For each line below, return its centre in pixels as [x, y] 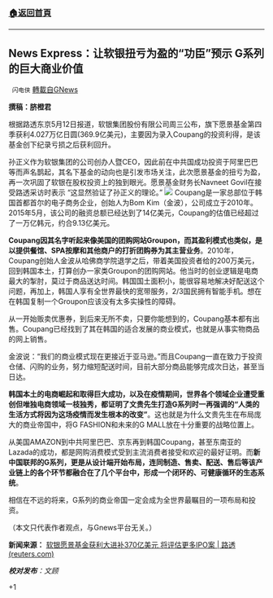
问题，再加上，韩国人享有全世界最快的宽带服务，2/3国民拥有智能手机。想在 [135, 292]
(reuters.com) [31, 554]
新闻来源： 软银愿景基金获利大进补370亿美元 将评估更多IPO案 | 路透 [122, 545]
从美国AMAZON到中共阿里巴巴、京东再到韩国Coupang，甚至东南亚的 [125, 442]
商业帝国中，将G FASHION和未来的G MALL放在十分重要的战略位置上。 [140, 424]
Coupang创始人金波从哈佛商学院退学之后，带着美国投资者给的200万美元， [134, 261]
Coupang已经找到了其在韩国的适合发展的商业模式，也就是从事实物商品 [141, 329]
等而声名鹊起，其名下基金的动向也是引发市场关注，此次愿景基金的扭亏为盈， [136, 172]
